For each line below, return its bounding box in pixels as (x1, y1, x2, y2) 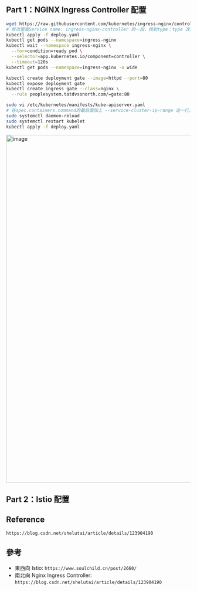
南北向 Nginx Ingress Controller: (14, 572, 92, 579)
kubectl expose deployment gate (6, 80, 85, 86)
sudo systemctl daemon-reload (6, 113, 80, 118)
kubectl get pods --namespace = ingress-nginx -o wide (6, 64, 138, 70)
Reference (6, 515, 45, 525)
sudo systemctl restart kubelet (6, 118, 85, 124)
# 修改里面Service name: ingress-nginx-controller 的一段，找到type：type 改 (6, 26, 190, 32)
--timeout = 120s (11, 59, 49, 65)
